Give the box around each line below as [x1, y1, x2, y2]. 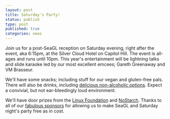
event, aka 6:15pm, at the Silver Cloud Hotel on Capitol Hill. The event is [5, 50, 155, 56]
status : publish [5, 17, 40, 22]
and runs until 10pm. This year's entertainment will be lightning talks [16, 56, 159, 62]
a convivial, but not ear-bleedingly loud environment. [5, 87, 116, 93]
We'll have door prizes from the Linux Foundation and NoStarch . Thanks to [5, 97, 162, 103]
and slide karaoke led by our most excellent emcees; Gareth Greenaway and [5, 62, 165, 67]
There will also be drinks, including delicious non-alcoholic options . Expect [5, 82, 162, 88]
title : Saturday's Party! [5, 12, 60, 17]
